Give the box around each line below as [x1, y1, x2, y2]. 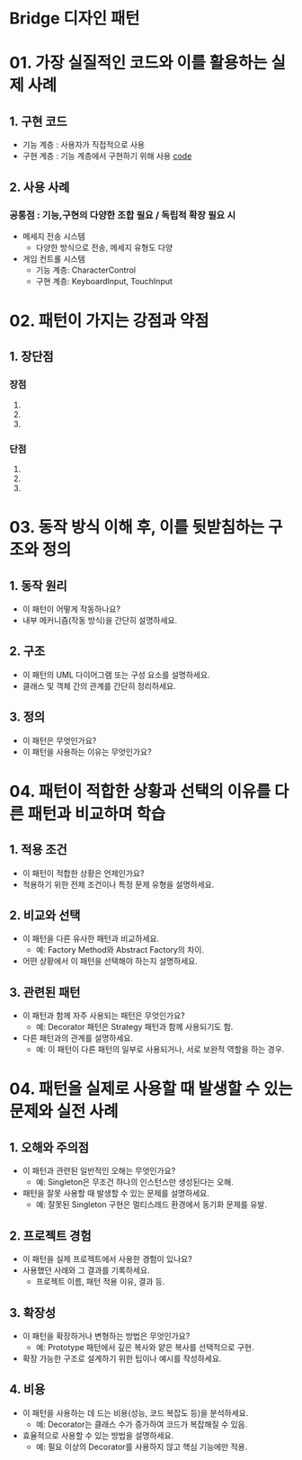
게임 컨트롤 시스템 [22, 253, 85, 264]
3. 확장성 [9, 1305, 57, 1321]
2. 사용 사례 [9, 179, 70, 194]
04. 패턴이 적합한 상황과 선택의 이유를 [9, 781, 271, 802]
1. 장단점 [9, 349, 54, 364]
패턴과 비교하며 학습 [27, 803, 166, 824]
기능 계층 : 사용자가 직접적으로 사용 [22, 139, 146, 150]
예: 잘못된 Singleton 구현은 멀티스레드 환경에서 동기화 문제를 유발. [35, 1199, 268, 1210]
